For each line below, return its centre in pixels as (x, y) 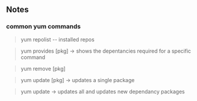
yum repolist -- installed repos (57, 39)
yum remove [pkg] (43, 69)
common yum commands (43, 27)
